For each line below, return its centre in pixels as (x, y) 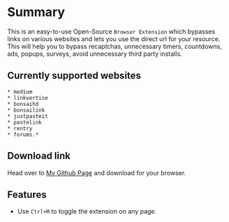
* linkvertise (28, 98)
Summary (36, 12)
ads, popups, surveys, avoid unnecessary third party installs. (95, 54)
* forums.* (23, 134)
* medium (20, 91)
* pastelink (24, 122)
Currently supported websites (74, 76)
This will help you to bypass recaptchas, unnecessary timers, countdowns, (114, 46)
